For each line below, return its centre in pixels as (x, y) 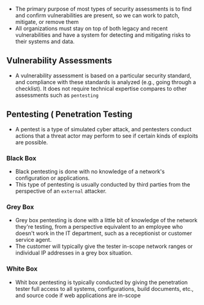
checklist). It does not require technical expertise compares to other (101, 88)
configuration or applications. (52, 178)
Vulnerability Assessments (59, 61)
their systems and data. (45, 41)
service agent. (33, 240)
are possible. (32, 142)
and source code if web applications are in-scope (78, 295)
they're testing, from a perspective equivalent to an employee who (99, 227)
